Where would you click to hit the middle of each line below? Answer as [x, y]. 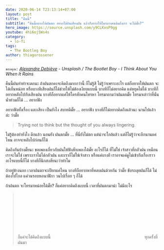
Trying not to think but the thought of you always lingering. [76, 125]
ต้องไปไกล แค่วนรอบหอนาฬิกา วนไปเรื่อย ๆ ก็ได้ [44, 176]
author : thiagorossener [30, 55]
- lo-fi [18, 42]
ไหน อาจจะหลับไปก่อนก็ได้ [27, 140]
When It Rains [20, 74]
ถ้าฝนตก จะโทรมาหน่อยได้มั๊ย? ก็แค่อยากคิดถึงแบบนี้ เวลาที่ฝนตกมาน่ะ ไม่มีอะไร [69, 186]
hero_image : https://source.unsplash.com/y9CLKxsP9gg [61, 28]
